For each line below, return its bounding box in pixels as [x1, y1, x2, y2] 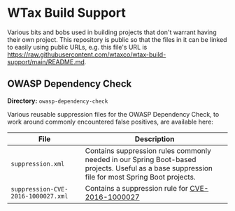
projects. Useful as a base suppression [85, 163, 213, 173]
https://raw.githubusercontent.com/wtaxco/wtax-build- [7, 50, 166, 59]
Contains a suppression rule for [85, 183, 189, 193]
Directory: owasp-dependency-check [7, 96, 108, 105]
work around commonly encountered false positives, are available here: [7, 117, 213, 126]
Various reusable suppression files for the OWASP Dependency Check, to [7, 110, 220, 118]
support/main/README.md [7, 57, 85, 66]
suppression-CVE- [10, 185, 69, 193]
